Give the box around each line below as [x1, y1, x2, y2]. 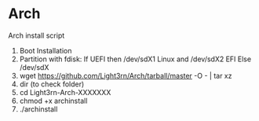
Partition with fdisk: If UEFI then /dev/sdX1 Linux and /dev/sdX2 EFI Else [19, 54, 252, 64]
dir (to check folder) [19, 79, 85, 89]
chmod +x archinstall [19, 96, 88, 105]
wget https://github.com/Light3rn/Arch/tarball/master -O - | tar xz [19, 71, 232, 80]
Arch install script [8, 31, 65, 40]
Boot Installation [19, 46, 72, 55]
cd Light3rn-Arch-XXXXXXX [19, 87, 111, 97]
